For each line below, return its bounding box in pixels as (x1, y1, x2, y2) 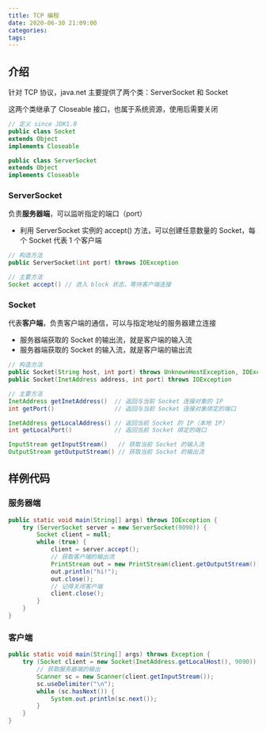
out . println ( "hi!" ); (50, 567, 119, 575)
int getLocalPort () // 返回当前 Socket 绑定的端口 (8, 426, 207, 434)
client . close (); (50, 589, 104, 598)
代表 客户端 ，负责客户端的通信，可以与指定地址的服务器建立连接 (8, 318, 216, 328)
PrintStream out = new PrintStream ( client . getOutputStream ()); (50, 560, 264, 568)
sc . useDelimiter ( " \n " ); (36, 680, 115, 688)
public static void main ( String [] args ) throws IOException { (8, 516, 218, 524)
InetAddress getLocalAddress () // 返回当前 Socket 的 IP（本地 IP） (8, 419, 228, 427)
